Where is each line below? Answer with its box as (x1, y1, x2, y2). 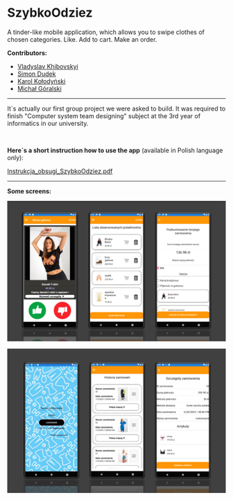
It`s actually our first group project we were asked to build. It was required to (7, 104, 226, 113)
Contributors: (7, 49, 47, 57)
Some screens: (7, 186, 52, 195)
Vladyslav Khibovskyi (17, 62, 78, 70)
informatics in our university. (7, 119, 89, 127)
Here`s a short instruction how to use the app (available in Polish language (7, 146, 223, 154)
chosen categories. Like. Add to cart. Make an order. (7, 35, 157, 43)
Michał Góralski (17, 84, 62, 92)
